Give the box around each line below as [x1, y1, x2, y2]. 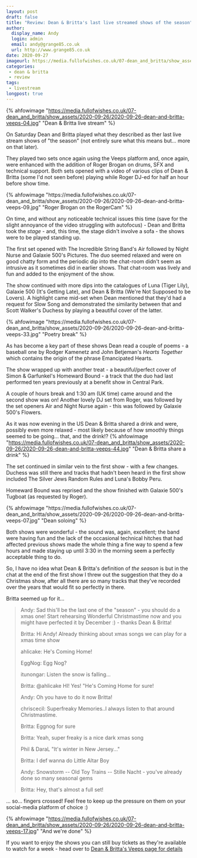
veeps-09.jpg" [6, 204, 41, 211]
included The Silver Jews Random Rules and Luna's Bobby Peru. [6, 475, 162, 482]
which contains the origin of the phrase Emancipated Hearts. [6, 355, 153, 362]
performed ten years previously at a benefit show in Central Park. [6, 378, 164, 386]
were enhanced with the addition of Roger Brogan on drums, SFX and [6, 161, 174, 168]
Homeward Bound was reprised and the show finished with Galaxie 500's [6, 486, 184, 493]
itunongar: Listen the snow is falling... [20, 671, 111, 678]
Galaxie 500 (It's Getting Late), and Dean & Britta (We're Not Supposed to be [6, 288, 191, 295]
